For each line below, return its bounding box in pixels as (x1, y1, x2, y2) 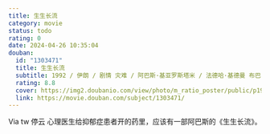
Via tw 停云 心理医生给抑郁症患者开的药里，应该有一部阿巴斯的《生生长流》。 (8, 117, 262, 127)
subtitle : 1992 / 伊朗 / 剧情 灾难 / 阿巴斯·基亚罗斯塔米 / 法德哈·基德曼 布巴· (15, 71, 265, 79)
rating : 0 (8, 34, 42, 43)
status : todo (8, 26, 52, 35)
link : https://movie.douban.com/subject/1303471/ (15, 94, 185, 102)
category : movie (8, 19, 63, 27)
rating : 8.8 (15, 79, 56, 87)
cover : (15, 86, 38, 95)
